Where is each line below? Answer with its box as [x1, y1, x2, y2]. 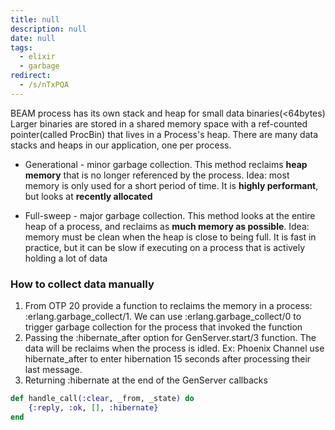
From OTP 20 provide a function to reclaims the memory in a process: [24, 300, 313, 312]
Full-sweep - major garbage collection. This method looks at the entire [24, 209, 316, 221]
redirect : [10, 71, 52, 81]
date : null [10, 33, 56, 43]
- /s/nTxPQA [19, 80, 70, 90]
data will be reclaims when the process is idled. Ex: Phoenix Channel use [24, 342, 325, 355]
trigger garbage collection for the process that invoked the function [24, 321, 303, 333]
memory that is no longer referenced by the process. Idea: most [24, 169, 290, 181]
